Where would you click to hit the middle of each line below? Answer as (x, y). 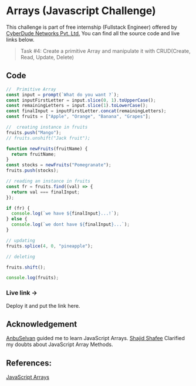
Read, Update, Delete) (47, 57)
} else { (17, 219)
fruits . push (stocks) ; (33, 171)
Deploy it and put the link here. (43, 306)
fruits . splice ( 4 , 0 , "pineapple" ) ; (50, 246)
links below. (20, 39)
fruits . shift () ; (26, 267)
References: (29, 363)
